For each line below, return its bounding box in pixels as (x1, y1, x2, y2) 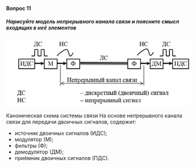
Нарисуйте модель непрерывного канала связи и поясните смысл (6, 18, 180, 25)
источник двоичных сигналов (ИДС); (14, 129, 107, 137)
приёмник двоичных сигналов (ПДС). (14, 155, 110, 162)
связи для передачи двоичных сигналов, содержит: (6, 118, 137, 125)
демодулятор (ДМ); (14, 148, 64, 155)
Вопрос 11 (6, 5, 31, 12)
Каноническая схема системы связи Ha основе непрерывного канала (6, 112, 183, 120)
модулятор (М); (14, 136, 54, 143)
